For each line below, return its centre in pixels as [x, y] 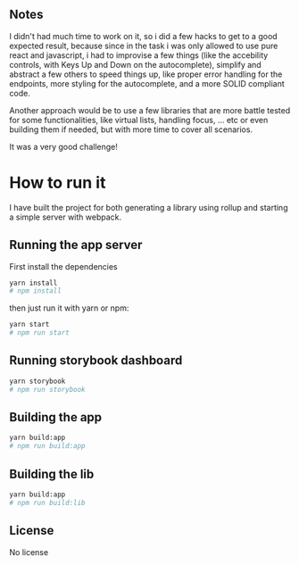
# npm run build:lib [48, 503]
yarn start [29, 325]
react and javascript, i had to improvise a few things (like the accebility [139, 55]
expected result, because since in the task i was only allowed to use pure [144, 46]
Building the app [56, 417]
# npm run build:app [48, 446]
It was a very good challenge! [63, 146]
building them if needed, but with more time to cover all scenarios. [131, 129]
